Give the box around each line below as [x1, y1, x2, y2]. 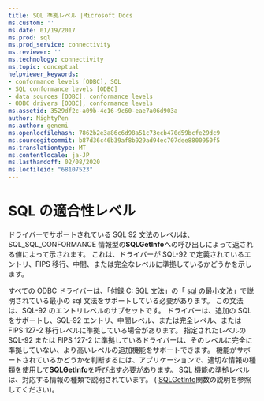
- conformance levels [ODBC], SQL [8, 77, 122, 85]
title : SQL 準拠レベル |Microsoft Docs [8, 11, 133, 20]
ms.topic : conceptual [8, 63, 80, 71]
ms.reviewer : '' [8, 48, 61, 56]
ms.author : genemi [8, 122, 69, 129]
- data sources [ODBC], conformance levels [8, 92, 154, 100]
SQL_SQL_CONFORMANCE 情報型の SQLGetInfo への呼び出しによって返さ [8, 239, 247, 249]
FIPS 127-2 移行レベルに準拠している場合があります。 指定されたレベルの [8, 325, 247, 335]
